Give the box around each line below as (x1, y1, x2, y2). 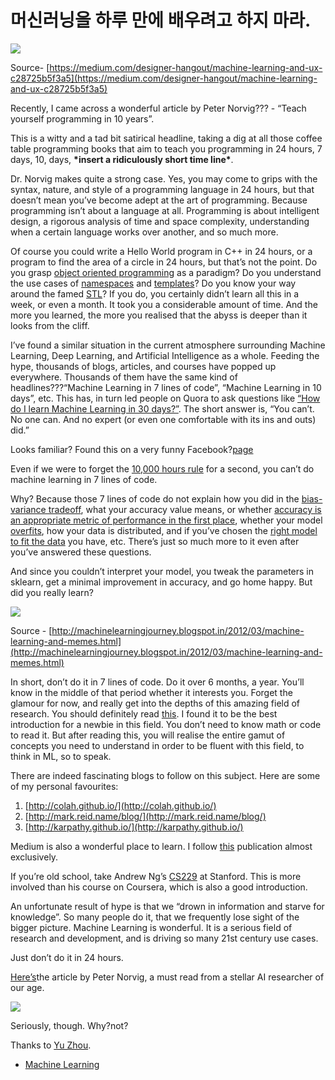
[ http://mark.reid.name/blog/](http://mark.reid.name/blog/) (24, 810, 267, 822)
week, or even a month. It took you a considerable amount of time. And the (10, 298, 318, 310)
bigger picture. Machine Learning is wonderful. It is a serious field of (10, 921, 293, 933)
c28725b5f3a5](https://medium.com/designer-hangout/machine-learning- (10, 72, 318, 84)
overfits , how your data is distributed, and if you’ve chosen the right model (10, 524, 318, 536)
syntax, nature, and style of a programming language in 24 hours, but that (10, 183, 315, 195)
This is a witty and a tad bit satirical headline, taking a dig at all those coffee (10, 132, 323, 144)
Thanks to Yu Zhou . (10, 1039, 92, 1051)
